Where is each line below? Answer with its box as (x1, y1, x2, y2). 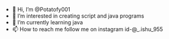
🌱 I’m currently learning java (12, 19, 83, 26)
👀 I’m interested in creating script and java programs (12, 12, 145, 19)
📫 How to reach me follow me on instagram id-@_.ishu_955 (12, 26, 163, 33)
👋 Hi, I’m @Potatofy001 (12, 6, 70, 13)
